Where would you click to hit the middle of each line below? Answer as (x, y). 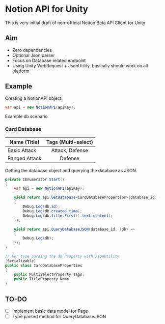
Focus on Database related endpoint (49, 60)
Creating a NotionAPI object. (34, 98)
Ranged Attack (25, 158)
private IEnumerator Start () (35, 179)
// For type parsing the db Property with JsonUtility (62, 256)
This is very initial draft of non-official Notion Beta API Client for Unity (75, 23)
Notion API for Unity (47, 9)
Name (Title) (25, 142)
